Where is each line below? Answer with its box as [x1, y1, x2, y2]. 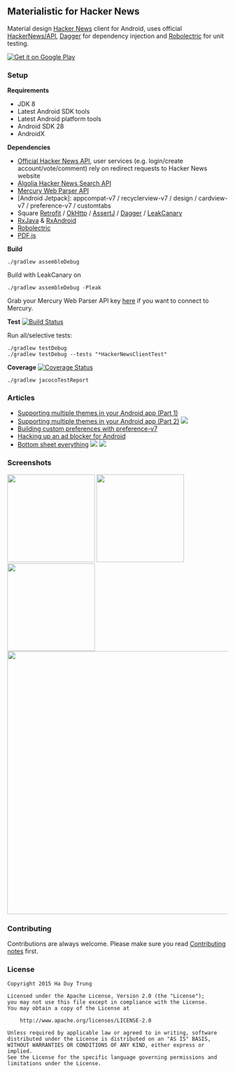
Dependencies [7, 143, 51, 151]
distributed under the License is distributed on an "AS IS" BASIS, [7, 1036, 211, 1043]
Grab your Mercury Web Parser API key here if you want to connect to [7, 297, 209, 305]
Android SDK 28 [17, 122, 64, 130]
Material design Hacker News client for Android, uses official [7, 24, 183, 32]
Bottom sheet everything [17, 440, 89, 449]
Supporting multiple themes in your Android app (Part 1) [17, 409, 178, 417]
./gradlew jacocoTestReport [7, 377, 90, 384]
